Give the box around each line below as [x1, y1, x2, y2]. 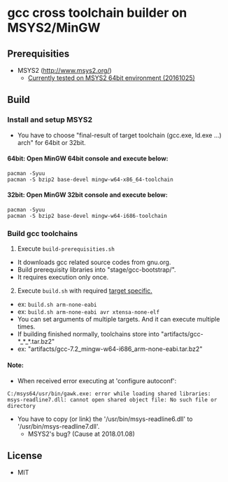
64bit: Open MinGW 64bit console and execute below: [7, 154, 169, 163]
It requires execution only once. [17, 273, 109, 282]
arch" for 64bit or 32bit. [17, 138, 86, 146]
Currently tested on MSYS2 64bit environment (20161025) [27, 74, 196, 82]
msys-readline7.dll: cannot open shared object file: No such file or [7, 396, 218, 404]
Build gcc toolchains [7, 229, 78, 239]
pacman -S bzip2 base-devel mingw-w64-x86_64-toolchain [7, 176, 173, 183]
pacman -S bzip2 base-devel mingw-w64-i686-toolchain [7, 212, 168, 220]
